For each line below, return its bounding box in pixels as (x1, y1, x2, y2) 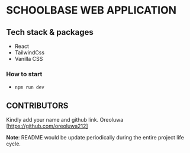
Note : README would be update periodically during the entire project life (6, 134, 185, 141)
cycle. (6, 140, 21, 148)
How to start (6, 70, 43, 78)
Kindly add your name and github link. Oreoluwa (6, 116, 124, 123)
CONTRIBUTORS (6, 100, 69, 110)
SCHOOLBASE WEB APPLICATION (6, 4, 176, 17)
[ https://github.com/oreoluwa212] (6, 122, 88, 130)
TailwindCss (14, 49, 45, 56)
